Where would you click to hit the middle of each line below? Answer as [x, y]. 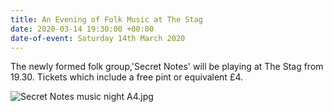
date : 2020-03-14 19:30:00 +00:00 [82, 29]
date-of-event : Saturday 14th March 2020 [98, 38]
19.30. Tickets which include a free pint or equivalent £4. [127, 77]
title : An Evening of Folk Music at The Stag [106, 19]
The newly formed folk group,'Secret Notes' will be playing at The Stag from [167, 67]
